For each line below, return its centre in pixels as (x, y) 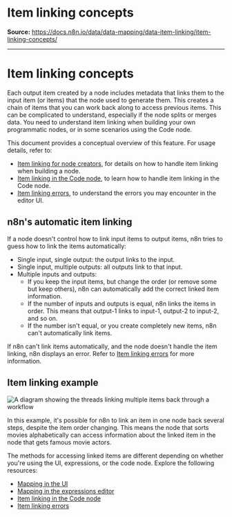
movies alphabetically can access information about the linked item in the (112, 435)
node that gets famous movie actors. (59, 442)
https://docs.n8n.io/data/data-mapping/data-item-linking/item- (122, 32)
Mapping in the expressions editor (66, 491)
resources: (22, 470)
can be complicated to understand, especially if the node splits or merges (112, 115)
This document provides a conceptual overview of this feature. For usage (112, 142)
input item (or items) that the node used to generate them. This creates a (110, 100)
